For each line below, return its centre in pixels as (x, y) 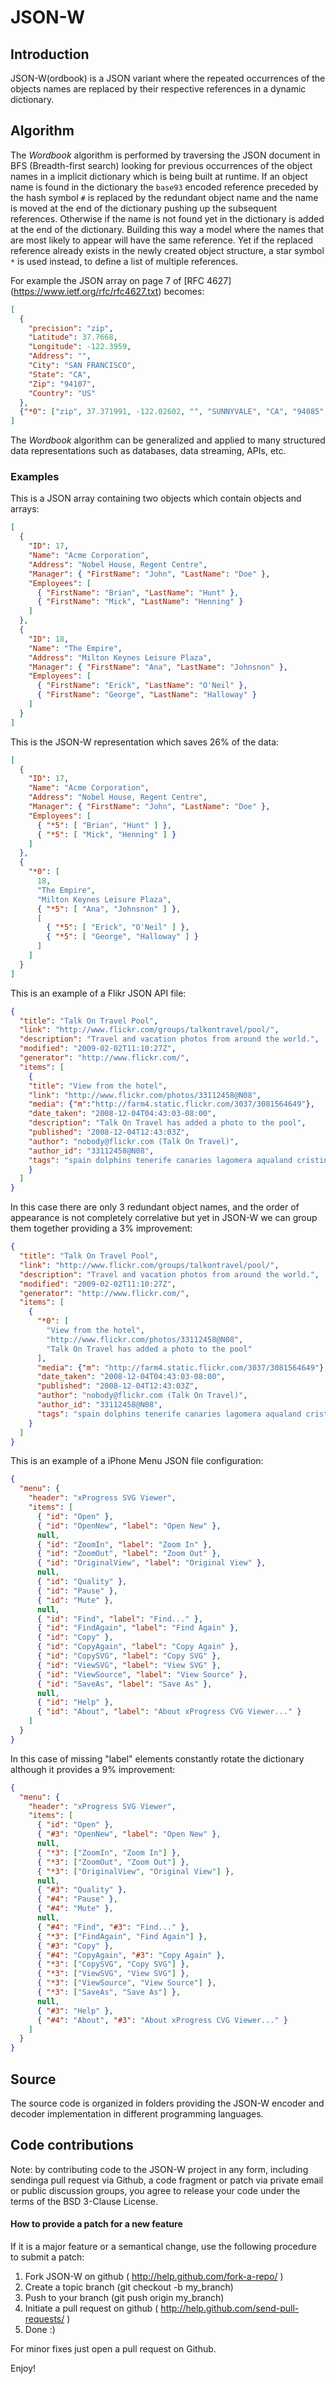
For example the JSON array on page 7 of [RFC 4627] (121, 280)
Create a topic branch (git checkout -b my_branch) (129, 2287)
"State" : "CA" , (60, 374)
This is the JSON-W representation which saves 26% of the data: (145, 742)
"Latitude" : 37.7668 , (73, 337)
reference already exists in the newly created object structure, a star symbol (167, 250)
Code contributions (72, 2145)
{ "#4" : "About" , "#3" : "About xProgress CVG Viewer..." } (162, 2020)
